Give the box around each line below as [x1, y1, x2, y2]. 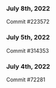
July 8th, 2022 [6, 4, 50, 13]
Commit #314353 [6, 47, 49, 54]
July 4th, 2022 [6, 62, 51, 70]
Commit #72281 [6, 76, 46, 83]
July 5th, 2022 [6, 33, 50, 42]
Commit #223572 [6, 18, 50, 25]
